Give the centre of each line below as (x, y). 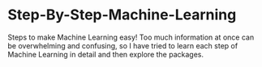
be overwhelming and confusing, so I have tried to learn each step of (123, 45)
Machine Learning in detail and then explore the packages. (106, 54)
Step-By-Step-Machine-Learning (122, 15)
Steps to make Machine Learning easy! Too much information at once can (131, 37)
